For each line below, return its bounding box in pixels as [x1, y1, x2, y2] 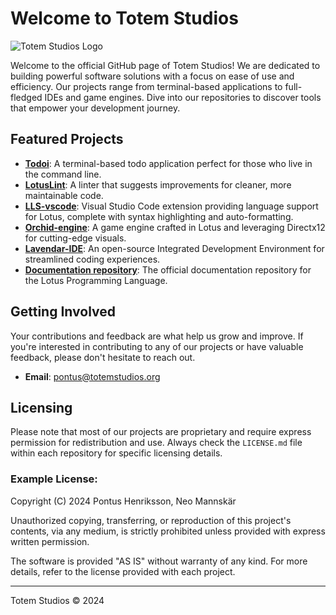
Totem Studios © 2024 [10, 594, 105, 606]
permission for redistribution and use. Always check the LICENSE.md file [10, 437, 303, 449]
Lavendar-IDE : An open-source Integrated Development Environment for [24, 242, 325, 254]
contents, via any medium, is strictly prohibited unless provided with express [10, 525, 326, 537]
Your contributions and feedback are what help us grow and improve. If [10, 330, 304, 342]
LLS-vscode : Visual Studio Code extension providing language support [24, 200, 319, 212]
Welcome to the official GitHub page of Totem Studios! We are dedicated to [10, 59, 321, 71]
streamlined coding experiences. [24, 253, 161, 265]
